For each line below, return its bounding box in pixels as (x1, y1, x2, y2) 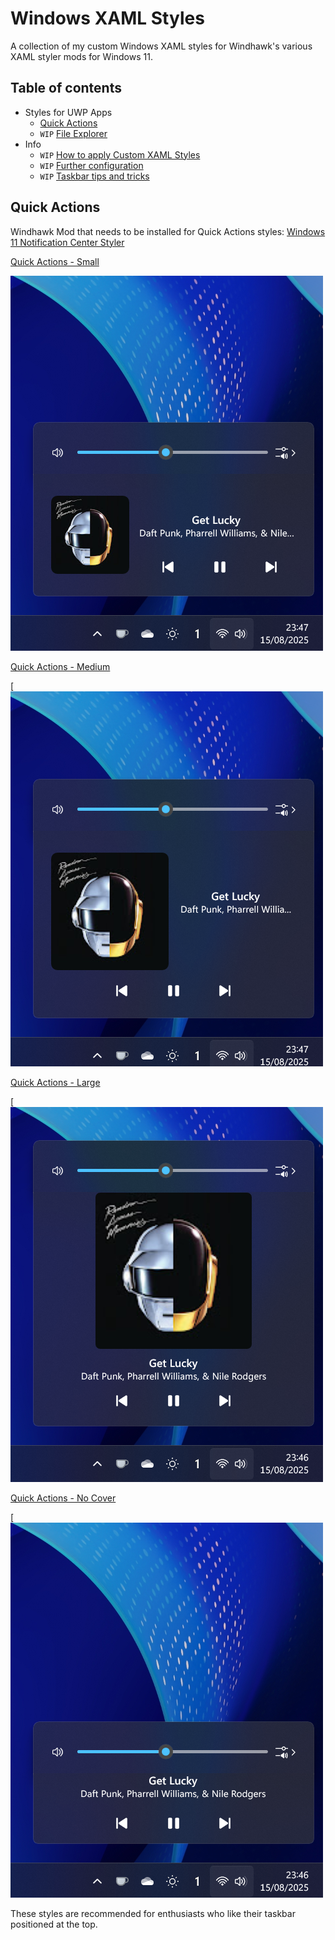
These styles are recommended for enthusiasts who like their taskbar (10, 1907, 296, 1919)
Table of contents (10, 80, 122, 97)
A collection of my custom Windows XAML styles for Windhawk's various (10, 40, 313, 52)
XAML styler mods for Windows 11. (10, 50, 153, 62)
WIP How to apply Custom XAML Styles (39, 148, 201, 161)
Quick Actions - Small (10, 255, 100, 267)
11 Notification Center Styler (10, 236, 125, 248)
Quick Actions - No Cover (10, 1492, 117, 1504)
